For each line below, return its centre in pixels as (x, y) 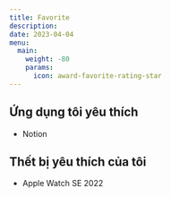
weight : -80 (47, 59)
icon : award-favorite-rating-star (98, 76)
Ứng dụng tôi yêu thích (74, 112)
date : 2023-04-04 (42, 34)
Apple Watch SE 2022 (63, 184)
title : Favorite (39, 17)
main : (28, 51)
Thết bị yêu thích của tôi (78, 162)
